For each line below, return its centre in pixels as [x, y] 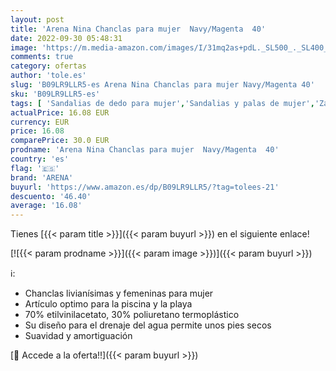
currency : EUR [40, 122]
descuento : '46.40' [51, 196]
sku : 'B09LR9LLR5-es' [55, 94]
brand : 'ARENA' [42, 177]
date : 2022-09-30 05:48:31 [66, 38]
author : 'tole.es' [48, 76]
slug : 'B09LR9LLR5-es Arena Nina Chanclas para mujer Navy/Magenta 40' [162, 85]
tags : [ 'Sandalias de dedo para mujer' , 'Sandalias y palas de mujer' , [162, 103]
